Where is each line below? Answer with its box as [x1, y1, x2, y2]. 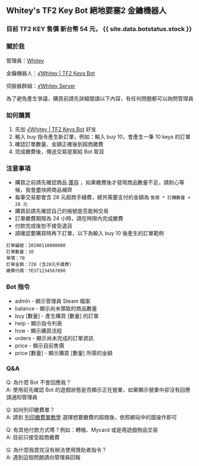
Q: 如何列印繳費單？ [6, 406, 55, 413]
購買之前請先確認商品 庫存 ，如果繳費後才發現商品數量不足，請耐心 [14, 179, 179, 186]
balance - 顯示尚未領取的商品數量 [14, 305, 97, 312]
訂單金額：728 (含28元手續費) [6, 262, 72, 268]
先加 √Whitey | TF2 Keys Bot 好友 [14, 125, 97, 132]
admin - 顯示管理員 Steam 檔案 [14, 297, 91, 305]
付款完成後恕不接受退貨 [14, 222, 72, 230]
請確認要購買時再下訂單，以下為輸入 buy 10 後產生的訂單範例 [14, 230, 165, 237]
